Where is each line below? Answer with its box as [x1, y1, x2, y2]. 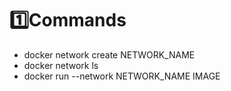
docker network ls [23, 59, 99, 71]
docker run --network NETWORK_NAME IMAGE [23, 70, 221, 82]
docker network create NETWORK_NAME [23, 48, 196, 61]
